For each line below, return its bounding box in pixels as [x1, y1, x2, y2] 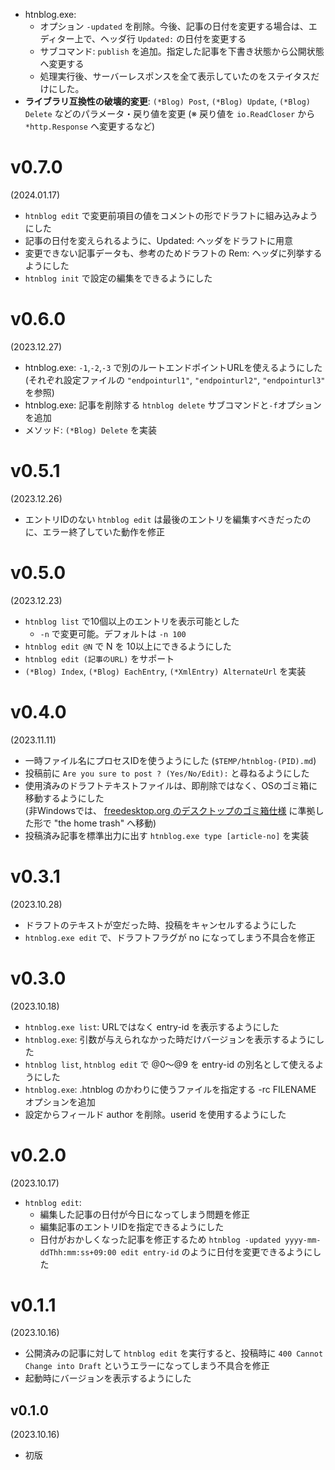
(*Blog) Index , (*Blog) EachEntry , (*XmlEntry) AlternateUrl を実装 [24, 665, 307, 677]
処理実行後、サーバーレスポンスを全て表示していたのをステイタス [39, 70, 312, 82]
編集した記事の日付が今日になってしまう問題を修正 [39, 1208, 250, 1220]
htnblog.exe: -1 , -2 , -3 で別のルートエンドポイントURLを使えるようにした [24, 361, 323, 373]
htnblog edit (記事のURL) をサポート [24, 652, 175, 664]
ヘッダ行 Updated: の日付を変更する [100, 33, 247, 44]
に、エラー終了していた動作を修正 [24, 525, 165, 538]
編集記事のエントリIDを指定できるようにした [39, 1220, 225, 1233]
